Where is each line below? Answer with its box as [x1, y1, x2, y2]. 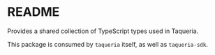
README [7, 4, 60, 20]
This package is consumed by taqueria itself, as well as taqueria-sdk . [7, 40, 208, 48]
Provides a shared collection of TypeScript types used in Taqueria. [7, 27, 199, 35]
